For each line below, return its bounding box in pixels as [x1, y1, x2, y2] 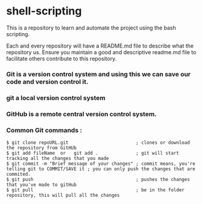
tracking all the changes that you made [6, 155, 110, 161]
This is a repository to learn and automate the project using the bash [6, 24, 177, 31]
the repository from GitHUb [6, 145, 77, 151]
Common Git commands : [6, 126, 83, 134]
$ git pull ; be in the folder [6, 187, 185, 193]
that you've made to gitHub [6, 182, 77, 188]
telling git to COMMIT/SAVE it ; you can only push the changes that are [6, 166, 196, 172]
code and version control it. [6, 77, 89, 85]
